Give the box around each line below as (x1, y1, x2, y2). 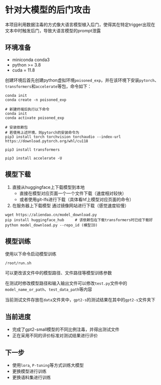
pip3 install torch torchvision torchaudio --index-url (5, 134, 121, 139)
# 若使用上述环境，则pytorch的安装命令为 (5, 130, 80, 135)
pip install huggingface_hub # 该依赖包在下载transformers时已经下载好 (5, 217, 153, 223)
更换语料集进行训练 (12, 375, 51, 380)
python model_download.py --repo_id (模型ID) (5, 223, 98, 227)
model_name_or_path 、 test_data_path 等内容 (5, 287, 93, 293)
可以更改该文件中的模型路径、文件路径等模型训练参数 (5, 270, 112, 276)
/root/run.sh (5, 261, 32, 266)
